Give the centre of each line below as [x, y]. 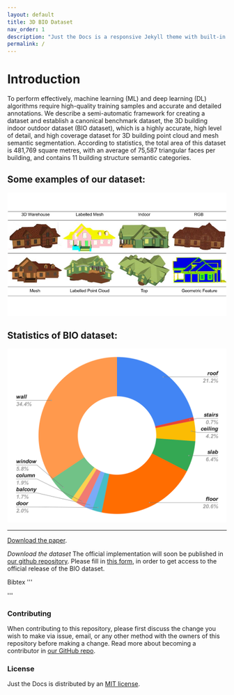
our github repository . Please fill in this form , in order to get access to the [112, 561]
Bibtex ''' [20, 582]
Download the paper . [37, 540]
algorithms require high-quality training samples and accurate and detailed [114, 106]
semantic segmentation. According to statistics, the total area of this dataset [117, 143]
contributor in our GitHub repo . [52, 651]
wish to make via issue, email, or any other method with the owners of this [114, 636]
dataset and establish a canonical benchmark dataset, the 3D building [107, 121]
